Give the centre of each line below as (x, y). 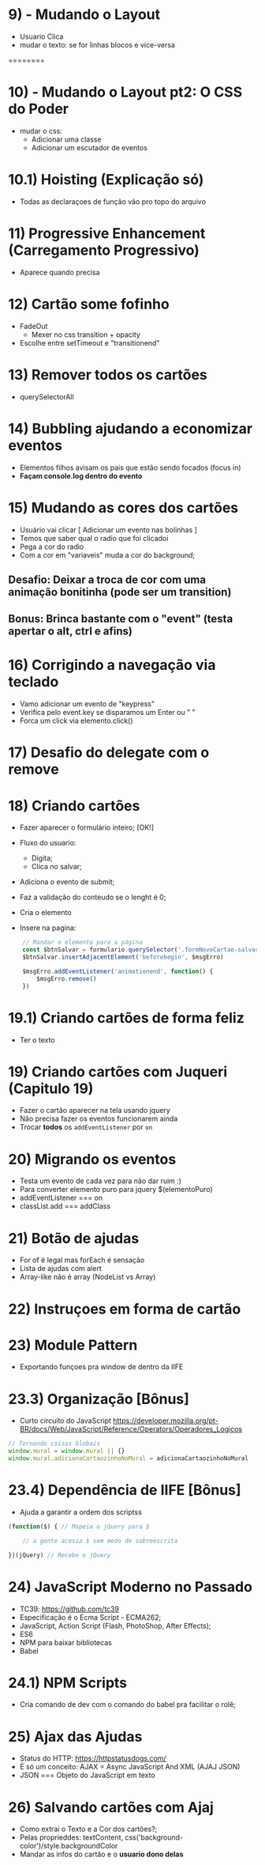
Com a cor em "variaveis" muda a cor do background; (107, 554)
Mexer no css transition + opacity (86, 335)
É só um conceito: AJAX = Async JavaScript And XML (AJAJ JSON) (130, 1767)
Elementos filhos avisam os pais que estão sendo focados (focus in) (131, 467)
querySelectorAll (47, 396)
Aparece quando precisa (60, 272)
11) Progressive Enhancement (107, 233)
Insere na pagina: (48, 928)
